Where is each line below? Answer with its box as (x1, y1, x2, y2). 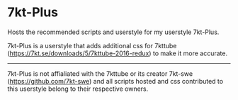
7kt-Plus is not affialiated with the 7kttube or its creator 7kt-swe (7, 69, 193, 78)
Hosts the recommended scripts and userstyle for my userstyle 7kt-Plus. (7, 28, 220, 36)
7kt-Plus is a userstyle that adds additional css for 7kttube (7, 41, 177, 50)
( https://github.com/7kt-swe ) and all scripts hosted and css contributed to (7, 77, 224, 85)
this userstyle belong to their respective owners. (7, 84, 149, 93)
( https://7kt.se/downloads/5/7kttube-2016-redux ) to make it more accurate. (7, 49, 228, 57)
